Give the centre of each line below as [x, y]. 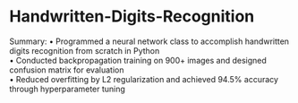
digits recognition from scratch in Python [85, 50]
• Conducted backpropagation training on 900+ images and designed [138, 60]
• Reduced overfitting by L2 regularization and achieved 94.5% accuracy [144, 79]
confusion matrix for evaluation [67, 70]
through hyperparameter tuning [67, 89]
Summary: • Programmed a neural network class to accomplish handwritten [149, 41]
